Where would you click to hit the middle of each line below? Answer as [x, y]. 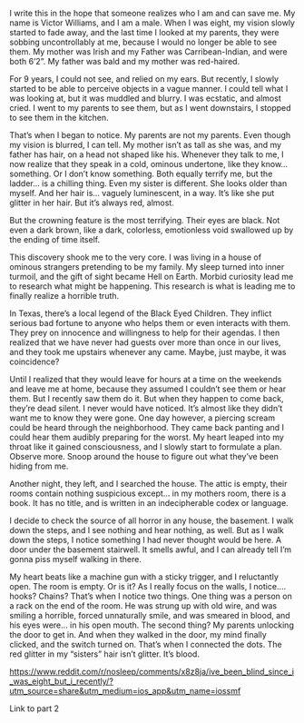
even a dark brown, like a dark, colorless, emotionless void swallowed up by [152, 230]
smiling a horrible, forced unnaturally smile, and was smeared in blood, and [150, 615]
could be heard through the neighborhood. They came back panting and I [147, 427]
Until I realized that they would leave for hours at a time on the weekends [146, 379]
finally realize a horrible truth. [64, 296]
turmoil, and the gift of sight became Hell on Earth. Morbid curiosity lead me [152, 277]
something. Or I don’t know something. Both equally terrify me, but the [141, 173]
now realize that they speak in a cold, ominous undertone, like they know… [149, 164]
